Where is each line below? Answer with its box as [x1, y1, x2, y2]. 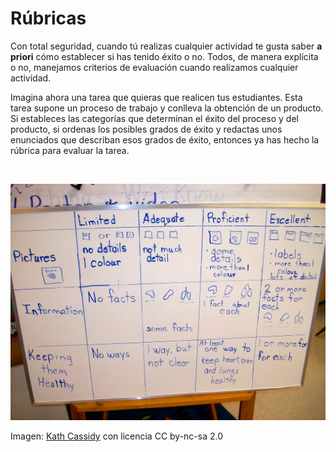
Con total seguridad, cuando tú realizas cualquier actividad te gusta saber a [10, 40, 323, 52]
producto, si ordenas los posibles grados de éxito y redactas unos [10, 123, 283, 135]
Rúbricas [10, 7, 87, 30]
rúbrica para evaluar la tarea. [10, 144, 130, 156]
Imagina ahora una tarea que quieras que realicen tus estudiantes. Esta [10, 91, 303, 103]
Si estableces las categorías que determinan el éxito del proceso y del [10, 112, 299, 124]
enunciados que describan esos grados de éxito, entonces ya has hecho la [10, 133, 320, 146]
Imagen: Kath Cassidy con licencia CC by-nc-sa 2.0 [10, 430, 224, 442]
